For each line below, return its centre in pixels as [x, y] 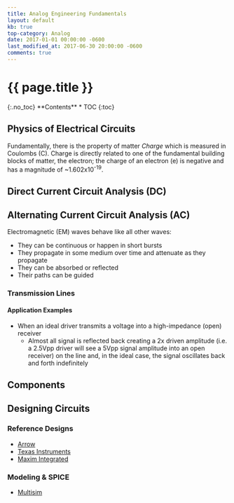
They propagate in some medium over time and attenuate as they [111, 253]
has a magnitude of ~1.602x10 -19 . [55, 169]
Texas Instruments [44, 451]
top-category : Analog [39, 33]
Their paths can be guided [56, 275]
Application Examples [40, 310]
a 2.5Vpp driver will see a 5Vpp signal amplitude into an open [116, 348]
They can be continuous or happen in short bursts [90, 245]
